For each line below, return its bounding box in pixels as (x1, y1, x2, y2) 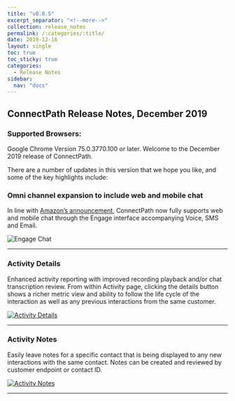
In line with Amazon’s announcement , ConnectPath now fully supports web (7, 206, 223, 215)
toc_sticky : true (7, 56, 58, 63)
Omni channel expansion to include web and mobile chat (7, 190, 204, 200)
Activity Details (7, 259, 61, 269)
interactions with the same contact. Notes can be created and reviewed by (7, 358, 222, 366)
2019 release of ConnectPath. (7, 152, 93, 160)
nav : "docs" (13, 82, 49, 89)
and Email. (7, 221, 37, 230)
